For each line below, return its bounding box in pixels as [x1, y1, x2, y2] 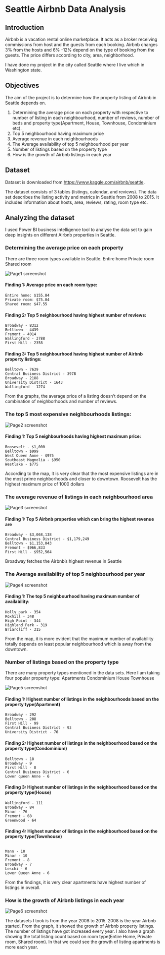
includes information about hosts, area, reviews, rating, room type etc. [5, 199, 148, 205]
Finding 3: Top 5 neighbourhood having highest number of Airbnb [5, 351, 143, 357]
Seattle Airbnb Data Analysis [5, 3, 126, 15]
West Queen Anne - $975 [5, 453, 54, 458]
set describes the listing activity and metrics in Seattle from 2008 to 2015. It [5, 194, 159, 200]
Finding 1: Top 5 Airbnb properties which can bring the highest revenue [5, 516, 154, 522]
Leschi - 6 [5, 866, 28, 871]
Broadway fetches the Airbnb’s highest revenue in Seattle [5, 558, 122, 564]
